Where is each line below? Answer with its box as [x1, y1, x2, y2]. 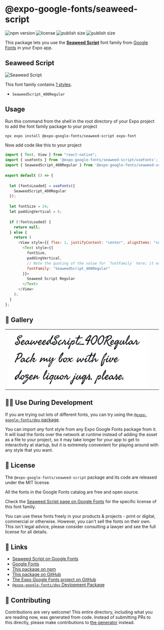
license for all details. [5, 529, 48, 534]
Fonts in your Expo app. [5, 45, 53, 50]
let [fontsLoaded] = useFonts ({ [9, 183, 76, 188]
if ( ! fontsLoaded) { [9, 219, 51, 224]
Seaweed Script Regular [26, 276, 76, 281]
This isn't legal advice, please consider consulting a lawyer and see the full [5, 523, 156, 530]
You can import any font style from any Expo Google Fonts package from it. [5, 426, 157, 432]
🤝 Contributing [5, 596, 51, 605]
